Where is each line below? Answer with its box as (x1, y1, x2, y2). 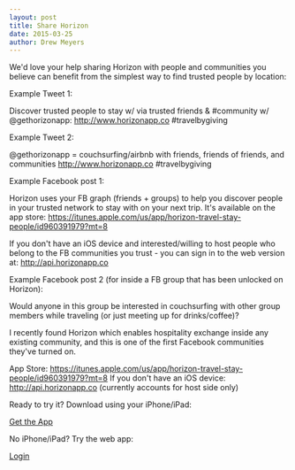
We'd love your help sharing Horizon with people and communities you (9, 62, 267, 73)
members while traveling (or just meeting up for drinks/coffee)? (9, 311, 240, 321)
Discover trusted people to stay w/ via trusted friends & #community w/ (9, 105, 269, 116)
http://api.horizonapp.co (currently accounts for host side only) (9, 382, 239, 393)
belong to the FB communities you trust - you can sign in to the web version (9, 248, 285, 258)
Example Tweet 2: (9, 132, 75, 143)
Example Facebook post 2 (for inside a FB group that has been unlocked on (9, 274, 284, 285)
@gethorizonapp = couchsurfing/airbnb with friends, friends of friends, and (9, 150, 285, 160)
